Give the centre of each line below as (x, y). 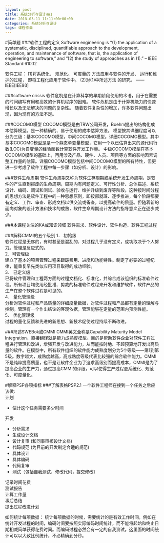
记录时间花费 (18, 482)
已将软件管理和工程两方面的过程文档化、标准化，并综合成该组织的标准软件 (80, 278)
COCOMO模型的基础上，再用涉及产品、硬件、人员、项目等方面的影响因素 (79, 155)
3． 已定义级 (18, 272)
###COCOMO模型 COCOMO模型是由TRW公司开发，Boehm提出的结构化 (78, 124)
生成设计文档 (25, 435)
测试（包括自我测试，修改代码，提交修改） (55, 472)
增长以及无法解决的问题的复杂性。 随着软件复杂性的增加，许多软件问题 (76, 108)
